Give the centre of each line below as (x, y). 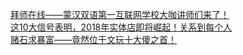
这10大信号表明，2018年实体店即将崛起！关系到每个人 (121, 27)
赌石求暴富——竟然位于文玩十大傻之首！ (93, 39)
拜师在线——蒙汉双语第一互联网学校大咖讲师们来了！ (120, 14)
